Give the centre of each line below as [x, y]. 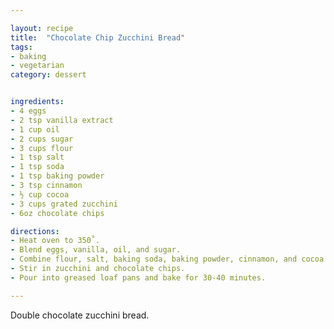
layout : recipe [42, 28]
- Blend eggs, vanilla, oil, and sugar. [96, 250]
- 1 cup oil [35, 129]
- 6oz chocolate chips [57, 213]
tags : [21, 47]
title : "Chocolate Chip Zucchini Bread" [98, 37]
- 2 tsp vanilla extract [62, 120]
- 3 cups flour [42, 148]
